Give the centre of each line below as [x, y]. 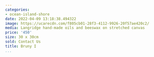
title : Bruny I [21, 46]
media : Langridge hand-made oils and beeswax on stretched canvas [75, 28]
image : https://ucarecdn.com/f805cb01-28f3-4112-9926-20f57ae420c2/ [77, 23]
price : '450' [19, 32]
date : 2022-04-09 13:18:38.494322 [41, 19]
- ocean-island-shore [27, 14]
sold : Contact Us [23, 42]
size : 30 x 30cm [22, 37]
